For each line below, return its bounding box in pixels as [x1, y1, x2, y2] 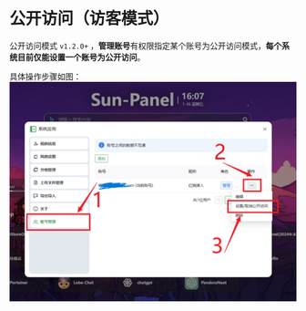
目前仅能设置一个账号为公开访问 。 [16, 51, 146, 62]
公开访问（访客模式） [9, 8, 170, 29]
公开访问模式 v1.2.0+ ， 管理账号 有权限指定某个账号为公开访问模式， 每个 [9, 40, 282, 51]
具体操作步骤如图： [9, 70, 82, 82]
